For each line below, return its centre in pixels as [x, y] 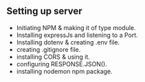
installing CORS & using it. [53, 57]
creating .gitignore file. [48, 49]
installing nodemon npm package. [64, 71]
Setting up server [45, 11]
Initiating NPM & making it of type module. [76, 27]
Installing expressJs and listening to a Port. [77, 35]
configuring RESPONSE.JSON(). [62, 64]
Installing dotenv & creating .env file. [68, 42]
